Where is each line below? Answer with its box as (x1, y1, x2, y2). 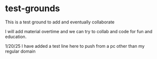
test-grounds (5, 3, 60, 14)
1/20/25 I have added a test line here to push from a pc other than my (5, 43, 145, 49)
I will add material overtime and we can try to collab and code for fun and (5, 28, 153, 34)
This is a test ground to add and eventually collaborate (5, 19, 115, 25)
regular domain (5, 48, 36, 54)
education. (5, 34, 27, 39)
